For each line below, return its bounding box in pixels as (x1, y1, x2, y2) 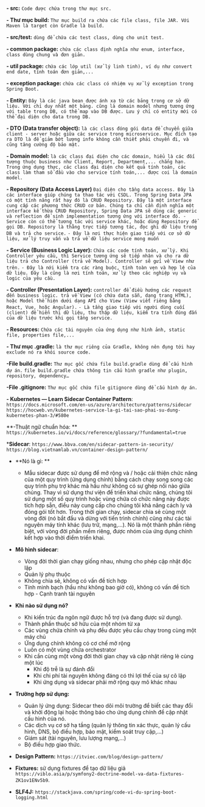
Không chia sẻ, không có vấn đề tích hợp (24, 577, 127, 584)
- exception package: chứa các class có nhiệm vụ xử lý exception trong (6, 80, 193, 87)
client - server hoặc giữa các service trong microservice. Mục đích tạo (6, 131, 198, 137)
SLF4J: (15, 788, 34, 795)
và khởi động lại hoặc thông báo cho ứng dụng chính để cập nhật (24, 709, 188, 716)
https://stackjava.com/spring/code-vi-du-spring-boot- (35, 789, 177, 795)
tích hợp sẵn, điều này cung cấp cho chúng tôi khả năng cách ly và (24, 502, 193, 509)
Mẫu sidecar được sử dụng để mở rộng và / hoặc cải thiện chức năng (24, 469, 198, 477)
